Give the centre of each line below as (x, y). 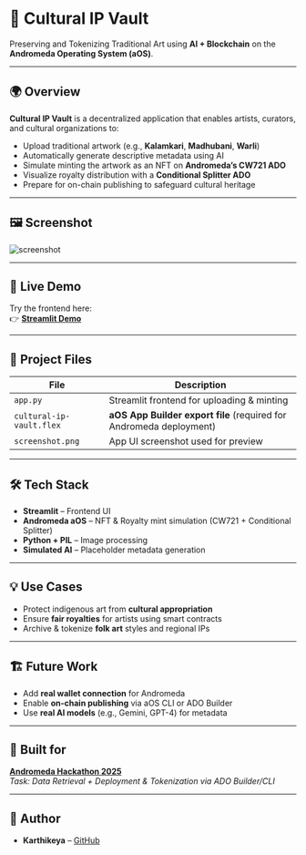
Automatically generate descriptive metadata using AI (123, 155)
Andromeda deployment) (163, 427)
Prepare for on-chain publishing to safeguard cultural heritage (139, 184)
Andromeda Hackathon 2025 (66, 772)
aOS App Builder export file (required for (198, 416)
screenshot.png (47, 442)
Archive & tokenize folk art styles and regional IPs (116, 628)
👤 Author (35, 818)
